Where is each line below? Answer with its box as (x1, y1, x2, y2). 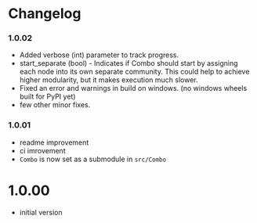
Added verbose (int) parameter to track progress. (19, 50, 179, 59)
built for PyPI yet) (19, 92, 76, 102)
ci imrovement (19, 146, 66, 155)
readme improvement (19, 138, 89, 147)
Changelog (8, 5, 81, 23)
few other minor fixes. (19, 100, 91, 110)
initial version (19, 207, 63, 217)
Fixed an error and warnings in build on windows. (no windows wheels (19, 84, 248, 93)
